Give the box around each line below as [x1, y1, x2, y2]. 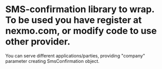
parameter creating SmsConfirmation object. [5, 58, 100, 64]
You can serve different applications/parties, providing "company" [5, 52, 145, 59]
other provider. [5, 36, 71, 48]
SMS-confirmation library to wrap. [5, 4, 155, 15]
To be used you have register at [5, 14, 142, 26]
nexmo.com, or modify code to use [5, 25, 157, 37]
